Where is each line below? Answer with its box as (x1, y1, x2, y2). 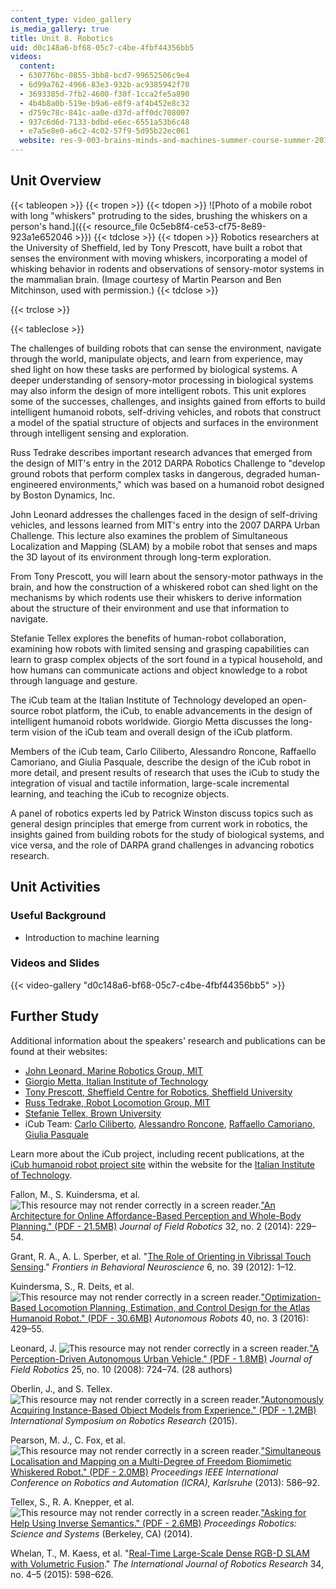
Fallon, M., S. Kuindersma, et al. (10, 1188, 141, 1200)
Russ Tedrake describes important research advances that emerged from (10, 446, 313, 458)
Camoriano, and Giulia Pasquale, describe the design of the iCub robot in (10, 756, 312, 768)
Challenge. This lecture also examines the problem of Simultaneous (10, 529, 288, 541)
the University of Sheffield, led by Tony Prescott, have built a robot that (10, 241, 303, 253)
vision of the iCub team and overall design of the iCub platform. (31, 726, 293, 738)
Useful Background (10, 909, 107, 923)
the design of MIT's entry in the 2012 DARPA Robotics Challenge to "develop (10, 457, 326, 469)
